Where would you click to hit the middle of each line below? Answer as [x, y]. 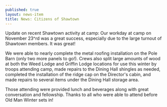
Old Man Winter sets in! [29, 100]
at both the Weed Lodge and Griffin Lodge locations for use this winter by [81, 64]
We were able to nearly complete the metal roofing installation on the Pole [81, 53]
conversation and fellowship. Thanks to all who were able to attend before [81, 95]
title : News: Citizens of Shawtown [42, 19]
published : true [22, 10]
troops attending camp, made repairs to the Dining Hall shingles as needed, [83, 69]
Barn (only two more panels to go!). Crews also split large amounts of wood [83, 59]
